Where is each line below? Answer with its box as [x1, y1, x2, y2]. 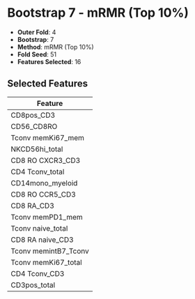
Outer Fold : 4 [17, 28, 56, 36]
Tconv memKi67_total [10, 257, 82, 267]
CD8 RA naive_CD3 [10, 235, 75, 245]
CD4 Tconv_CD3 [10, 268, 65, 278]
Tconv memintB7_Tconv [10, 246, 89, 256]
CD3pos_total [10, 280, 56, 290]
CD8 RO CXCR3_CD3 [10, 155, 81, 165]
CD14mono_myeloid [10, 178, 78, 187]
